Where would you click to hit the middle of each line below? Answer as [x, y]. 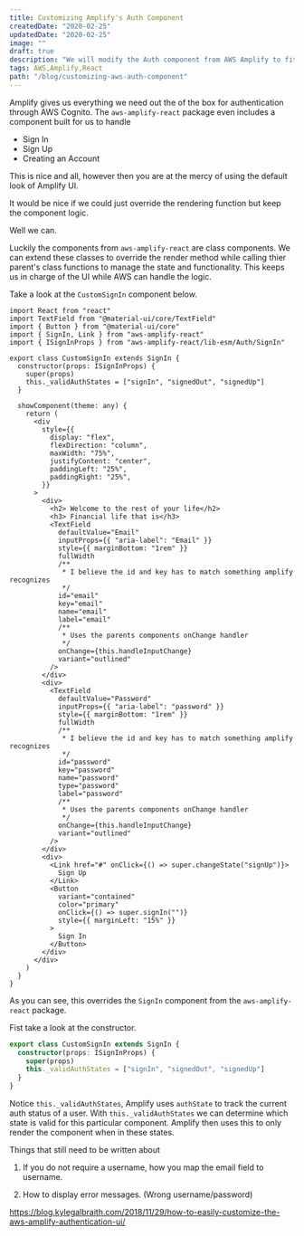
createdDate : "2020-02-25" [60, 26]
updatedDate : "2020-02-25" [60, 34]
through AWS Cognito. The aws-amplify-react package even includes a [142, 112]
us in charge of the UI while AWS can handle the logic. [111, 276]
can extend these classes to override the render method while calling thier [148, 257]
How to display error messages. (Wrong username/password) [138, 1194]
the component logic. [49, 213]
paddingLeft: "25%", [88, 469]
